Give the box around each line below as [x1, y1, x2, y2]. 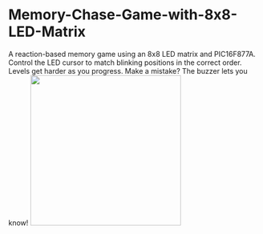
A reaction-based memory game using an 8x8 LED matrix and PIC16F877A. [8, 49, 257, 58]
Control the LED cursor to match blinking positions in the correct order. [8, 58, 242, 67]
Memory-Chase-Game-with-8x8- [8, 6, 238, 24]
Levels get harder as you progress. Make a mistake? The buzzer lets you [8, 66, 249, 75]
